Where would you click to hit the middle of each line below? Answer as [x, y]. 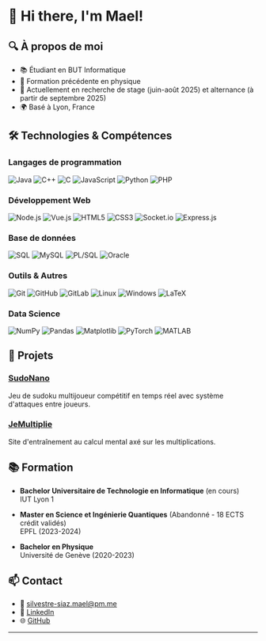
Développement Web [49, 200]
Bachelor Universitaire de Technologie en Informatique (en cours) [129, 490]
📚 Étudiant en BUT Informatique [73, 70]
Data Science [34, 314]
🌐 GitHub [35, 620]
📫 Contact [36, 581]
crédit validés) [43, 523]
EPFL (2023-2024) [50, 531]
